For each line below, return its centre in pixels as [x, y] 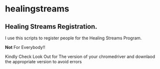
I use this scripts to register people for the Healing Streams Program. [73, 38]
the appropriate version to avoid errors [44, 62]
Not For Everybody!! [25, 47]
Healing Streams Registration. [51, 27]
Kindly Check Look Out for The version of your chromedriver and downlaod [80, 57]
